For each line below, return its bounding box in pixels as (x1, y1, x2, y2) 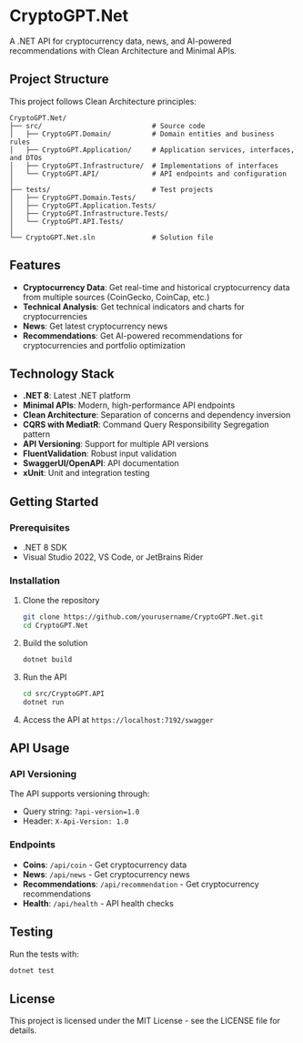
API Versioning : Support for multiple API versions (22, 439, 209, 450)
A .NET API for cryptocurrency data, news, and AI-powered (9, 35, 232, 46)
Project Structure (9, 72, 109, 87)
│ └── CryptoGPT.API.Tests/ (9, 217, 125, 226)
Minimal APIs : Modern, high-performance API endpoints (22, 400, 236, 410)
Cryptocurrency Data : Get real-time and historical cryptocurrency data (22, 281, 290, 292)
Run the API (22, 671, 67, 683)
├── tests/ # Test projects (9, 185, 214, 194)
